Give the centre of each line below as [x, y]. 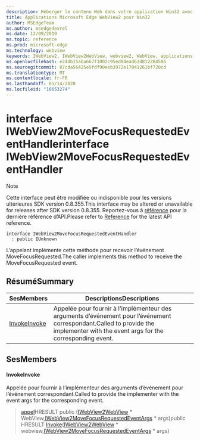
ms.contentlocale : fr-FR [37, 78]
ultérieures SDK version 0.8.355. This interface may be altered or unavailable [99, 204]
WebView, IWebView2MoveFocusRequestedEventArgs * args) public [103, 419]
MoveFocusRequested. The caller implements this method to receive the [94, 256]
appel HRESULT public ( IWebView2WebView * [76, 412]
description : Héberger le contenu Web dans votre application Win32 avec [100, 12]
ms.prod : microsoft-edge [37, 45]
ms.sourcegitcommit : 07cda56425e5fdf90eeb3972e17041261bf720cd [86, 67]
